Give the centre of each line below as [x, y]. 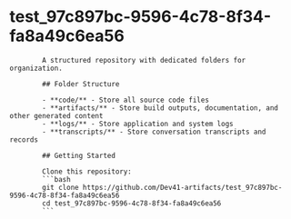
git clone [60, 187]
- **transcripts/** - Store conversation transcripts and [154, 132]
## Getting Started [79, 155]
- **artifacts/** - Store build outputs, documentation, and [161, 108]
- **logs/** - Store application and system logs [138, 124]
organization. [36, 68]
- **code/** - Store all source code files [125, 100]
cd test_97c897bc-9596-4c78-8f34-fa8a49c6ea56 [132, 203]
